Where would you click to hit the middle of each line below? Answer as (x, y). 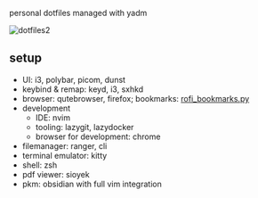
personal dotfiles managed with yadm (78, 13)
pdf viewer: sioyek (56, 174)
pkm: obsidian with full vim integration (92, 184)
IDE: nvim (53, 117)
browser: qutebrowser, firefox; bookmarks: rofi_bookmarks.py (136, 98)
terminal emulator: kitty (64, 155)
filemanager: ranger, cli (64, 145)
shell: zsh (40, 165)
